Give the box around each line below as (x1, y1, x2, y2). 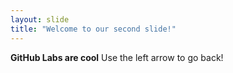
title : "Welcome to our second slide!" (10, 24, 177, 34)
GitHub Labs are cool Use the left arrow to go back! (10, 51, 224, 63)
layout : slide (10, 14, 70, 25)
